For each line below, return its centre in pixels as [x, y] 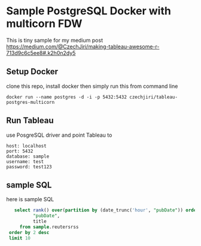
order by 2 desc [29, 232]
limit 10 [20, 238]
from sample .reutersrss [49, 227]
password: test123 [29, 167]
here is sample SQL [30, 199]
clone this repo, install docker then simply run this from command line [92, 86]
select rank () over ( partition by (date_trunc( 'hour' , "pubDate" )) [99, 210]
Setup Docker [32, 72]
